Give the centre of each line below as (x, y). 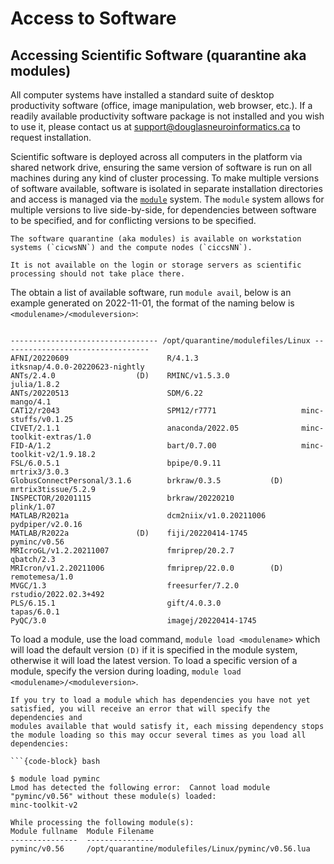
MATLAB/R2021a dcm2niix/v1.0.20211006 (138, 516)
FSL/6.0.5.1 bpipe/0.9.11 (116, 463)
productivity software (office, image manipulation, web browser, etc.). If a (161, 105)
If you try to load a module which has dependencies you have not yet (160, 700)
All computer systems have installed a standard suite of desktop (142, 95)
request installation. (51, 137)
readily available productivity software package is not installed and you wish (167, 116)
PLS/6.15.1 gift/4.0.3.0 (116, 603)
